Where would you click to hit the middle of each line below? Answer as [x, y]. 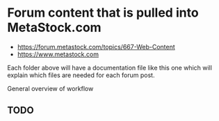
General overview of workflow [50, 88]
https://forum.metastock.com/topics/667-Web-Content [96, 47]
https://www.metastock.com [58, 54]
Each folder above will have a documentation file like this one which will [109, 67]
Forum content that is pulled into [103, 13]
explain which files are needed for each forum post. [81, 75]
